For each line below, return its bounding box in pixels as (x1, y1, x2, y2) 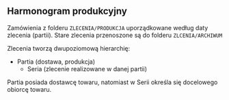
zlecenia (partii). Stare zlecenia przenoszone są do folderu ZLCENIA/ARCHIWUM (7, 31, 223, 39)
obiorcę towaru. (7, 85, 52, 93)
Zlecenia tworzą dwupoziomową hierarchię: (7, 44, 131, 52)
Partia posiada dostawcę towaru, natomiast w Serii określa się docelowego (7, 78, 218, 86)
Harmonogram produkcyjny (7, 5, 128, 17)
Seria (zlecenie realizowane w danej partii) (27, 64, 148, 73)
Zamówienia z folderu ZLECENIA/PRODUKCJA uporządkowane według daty (7, 23, 208, 32)
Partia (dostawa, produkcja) (16, 58, 96, 66)
